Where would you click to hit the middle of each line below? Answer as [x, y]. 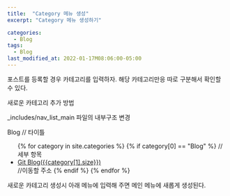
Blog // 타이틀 [26, 132]
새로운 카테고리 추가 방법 [41, 102]
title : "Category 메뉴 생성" [48, 14]
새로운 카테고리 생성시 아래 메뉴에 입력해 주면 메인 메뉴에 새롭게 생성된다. [107, 185]
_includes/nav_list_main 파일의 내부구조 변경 [69, 117]
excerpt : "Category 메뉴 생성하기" [55, 20]
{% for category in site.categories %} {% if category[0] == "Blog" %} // [120, 146]
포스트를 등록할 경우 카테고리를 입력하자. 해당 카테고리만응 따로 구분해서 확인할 [114, 79]
